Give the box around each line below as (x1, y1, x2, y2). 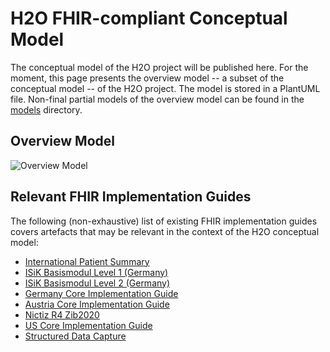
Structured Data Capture (24, 330, 127, 342)
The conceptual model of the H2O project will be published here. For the (10, 61, 309, 73)
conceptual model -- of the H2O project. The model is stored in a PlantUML (10, 82, 321, 94)
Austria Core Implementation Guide (24, 298, 170, 310)
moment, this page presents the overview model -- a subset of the (10, 72, 285, 84)
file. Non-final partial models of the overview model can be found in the (10, 93, 305, 105)
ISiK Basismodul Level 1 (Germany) (24, 266, 169, 278)
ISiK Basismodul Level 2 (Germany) (24, 277, 171, 289)
